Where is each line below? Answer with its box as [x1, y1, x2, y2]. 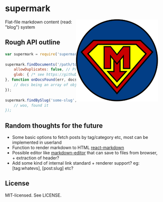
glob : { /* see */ [14, 72, 155, 77]
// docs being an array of [14, 83, 68, 87]
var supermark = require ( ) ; [5, 51, 86, 56]
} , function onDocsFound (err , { [5, 77, 83, 83]
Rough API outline [5, 38, 61, 47]
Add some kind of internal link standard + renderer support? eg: [12, 160, 140, 166]
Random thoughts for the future [5, 121, 103, 130]
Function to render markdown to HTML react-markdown [12, 145, 125, 151]
